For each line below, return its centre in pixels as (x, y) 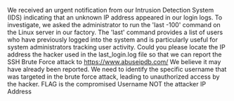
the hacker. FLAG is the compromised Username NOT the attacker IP (106, 84)
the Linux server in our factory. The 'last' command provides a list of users (115, 32)
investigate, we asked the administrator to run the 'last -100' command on (114, 25)
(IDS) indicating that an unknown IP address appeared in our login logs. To (115, 17)
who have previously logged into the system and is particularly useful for (112, 40)
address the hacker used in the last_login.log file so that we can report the (115, 54)
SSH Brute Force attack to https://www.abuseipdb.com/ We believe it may (114, 62)
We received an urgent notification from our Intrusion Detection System (111, 10)
